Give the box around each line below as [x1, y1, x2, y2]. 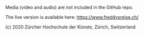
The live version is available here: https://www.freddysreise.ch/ [5, 14, 139, 20]
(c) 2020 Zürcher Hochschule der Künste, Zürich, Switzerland [5, 24, 136, 30]
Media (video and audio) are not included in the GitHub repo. [5, 5, 134, 10]
